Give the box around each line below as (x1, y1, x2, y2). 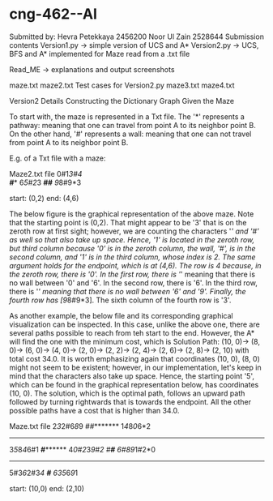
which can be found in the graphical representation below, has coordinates (9, 379, 259, 389)
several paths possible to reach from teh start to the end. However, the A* (9, 328, 255, 337)
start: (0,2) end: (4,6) (9, 193, 79, 203)
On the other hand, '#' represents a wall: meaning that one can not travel (9, 129, 252, 139)
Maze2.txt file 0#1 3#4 (9, 169, 83, 178)
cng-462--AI (9, 5, 98, 24)
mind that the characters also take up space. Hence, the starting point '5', (9, 370, 254, 381)
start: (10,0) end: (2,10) (9, 483, 84, 493)
